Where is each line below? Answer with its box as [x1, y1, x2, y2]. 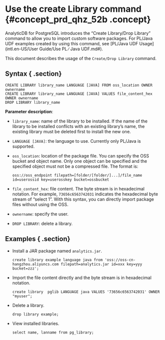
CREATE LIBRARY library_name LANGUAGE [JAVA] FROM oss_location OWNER [5, 83, 153, 88]
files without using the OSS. [12, 201, 69, 207]
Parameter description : [5, 108, 54, 114]
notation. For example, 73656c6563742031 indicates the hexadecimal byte [12, 191, 158, 197]
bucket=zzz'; [12, 266, 39, 271]
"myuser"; [12, 294, 33, 299]
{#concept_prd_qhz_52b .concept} [5, 14, 151, 25]
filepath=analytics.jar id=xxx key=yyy [60, 262, 142, 267]
